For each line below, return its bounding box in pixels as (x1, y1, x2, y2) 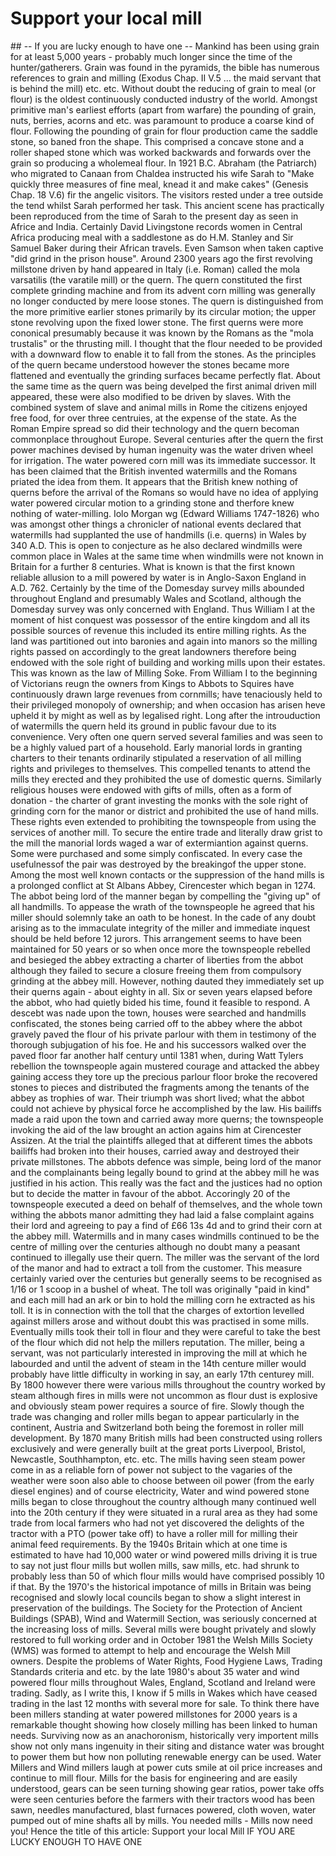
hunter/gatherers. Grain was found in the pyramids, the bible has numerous (10, 61, 320, 73)
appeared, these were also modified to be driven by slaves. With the (10, 390, 292, 402)
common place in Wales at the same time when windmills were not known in (10, 550, 324, 562)
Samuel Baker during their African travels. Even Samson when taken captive (10, 242, 324, 254)
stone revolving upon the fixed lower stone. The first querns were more (10, 316, 304, 328)
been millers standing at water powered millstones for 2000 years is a (10, 1708, 298, 1720)
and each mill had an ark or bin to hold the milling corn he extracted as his (10, 1293, 316, 1306)
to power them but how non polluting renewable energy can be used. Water (10, 1750, 322, 1762)
